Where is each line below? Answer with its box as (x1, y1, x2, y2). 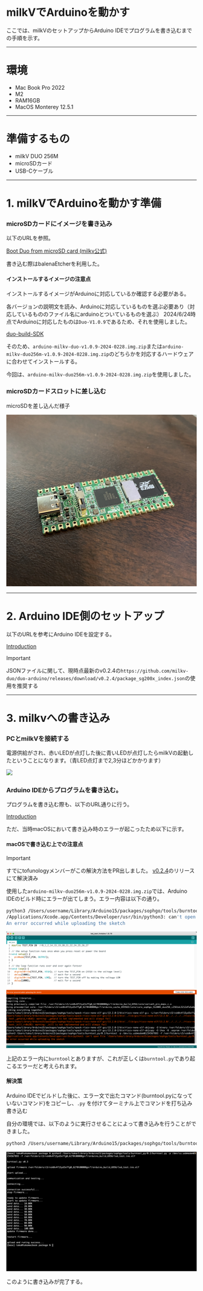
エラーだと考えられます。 (16, 1062, 80, 1070)
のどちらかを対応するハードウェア (109, 350, 195, 358)
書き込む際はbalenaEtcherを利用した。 (6, 260, 103, 267)
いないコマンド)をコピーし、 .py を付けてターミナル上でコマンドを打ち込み (6, 1099, 193, 1107)
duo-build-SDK (6, 330, 44, 337)
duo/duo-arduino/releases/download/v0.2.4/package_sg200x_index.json (6, 675, 185, 682)
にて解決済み (6, 874, 38, 882)
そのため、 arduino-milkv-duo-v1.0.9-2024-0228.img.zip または (6, 342, 163, 350)
